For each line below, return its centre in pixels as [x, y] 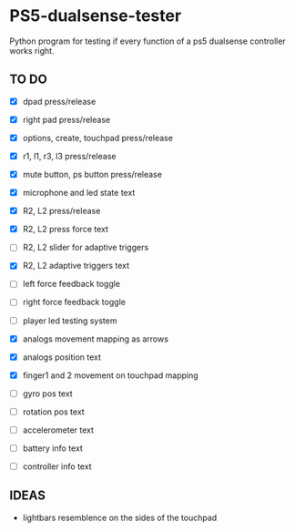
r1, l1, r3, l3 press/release [69, 156]
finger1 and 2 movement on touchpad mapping [110, 375]
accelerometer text [58, 430]
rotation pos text [53, 412]
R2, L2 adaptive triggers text [76, 266]
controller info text [57, 466]
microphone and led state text [79, 193]
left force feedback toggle [71, 284]
